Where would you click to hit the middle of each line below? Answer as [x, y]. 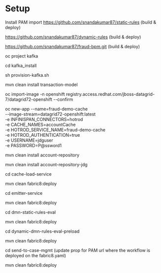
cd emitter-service [24, 193]
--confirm [63, 99]
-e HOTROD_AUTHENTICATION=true [43, 135]
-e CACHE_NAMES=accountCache [40, 124]
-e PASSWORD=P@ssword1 [33, 145]
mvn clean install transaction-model [41, 85]
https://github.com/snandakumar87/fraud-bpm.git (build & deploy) [73, 46]
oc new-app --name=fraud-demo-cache [46, 109]
